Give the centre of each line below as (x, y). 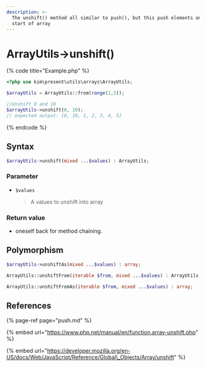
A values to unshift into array (67, 202)
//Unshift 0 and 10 (31, 104)
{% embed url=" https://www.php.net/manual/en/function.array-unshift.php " (102, 333)
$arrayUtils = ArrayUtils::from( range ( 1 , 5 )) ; (65, 93)
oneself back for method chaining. (59, 231)
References (29, 305)
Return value (26, 217)
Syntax (20, 147)
